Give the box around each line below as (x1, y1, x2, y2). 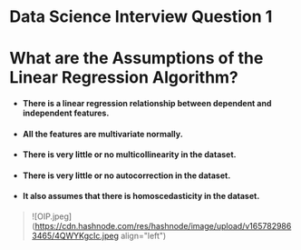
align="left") (121, 230, 167, 241)
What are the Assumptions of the (9, 48, 264, 69)
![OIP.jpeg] (31, 211, 73, 222)
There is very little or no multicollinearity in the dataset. (22, 149, 237, 160)
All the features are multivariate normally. (22, 128, 183, 139)
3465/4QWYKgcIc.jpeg (31, 230, 120, 241)
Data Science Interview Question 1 (9, 6, 273, 27)
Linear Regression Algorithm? (9, 67, 238, 88)
